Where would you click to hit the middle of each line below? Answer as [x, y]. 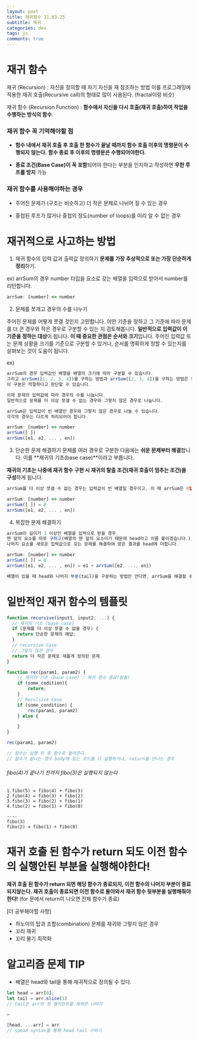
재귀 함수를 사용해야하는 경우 [45, 189]
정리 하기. [26, 266]
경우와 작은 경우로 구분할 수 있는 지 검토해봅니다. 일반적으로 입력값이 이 [106, 329]
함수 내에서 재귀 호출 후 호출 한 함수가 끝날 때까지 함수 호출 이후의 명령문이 [99, 145]
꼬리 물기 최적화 [33, 938]
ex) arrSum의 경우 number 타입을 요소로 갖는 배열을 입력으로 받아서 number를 [98, 279]
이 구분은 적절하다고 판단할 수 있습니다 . [49, 385]
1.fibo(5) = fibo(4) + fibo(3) [45, 791]
